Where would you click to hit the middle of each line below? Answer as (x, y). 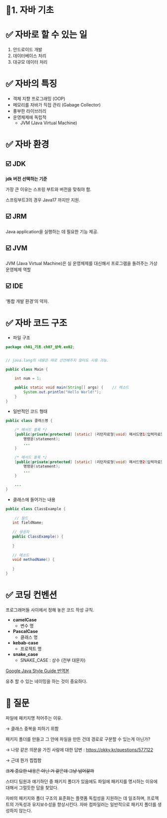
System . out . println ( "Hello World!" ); (62, 392)
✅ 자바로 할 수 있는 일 (46, 35)
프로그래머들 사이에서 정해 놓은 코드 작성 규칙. (50, 610)
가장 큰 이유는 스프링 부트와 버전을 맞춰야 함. (49, 189)
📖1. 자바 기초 (30, 10)
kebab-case (26, 642)
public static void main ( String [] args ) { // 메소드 (72, 387)
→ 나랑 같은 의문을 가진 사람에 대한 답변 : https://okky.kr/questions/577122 (79, 749)
